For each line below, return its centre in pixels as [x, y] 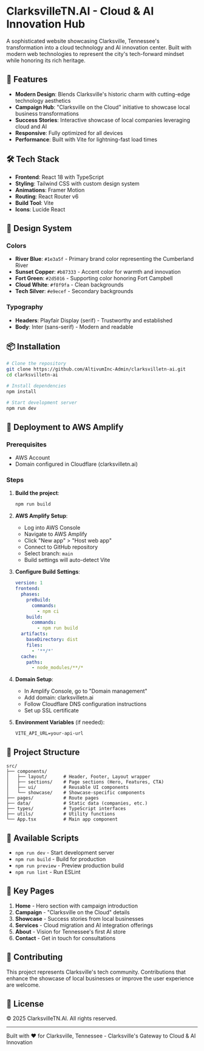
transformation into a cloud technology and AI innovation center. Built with [99, 47]
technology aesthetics [43, 100]
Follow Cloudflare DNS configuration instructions [85, 704]
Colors [16, 246]
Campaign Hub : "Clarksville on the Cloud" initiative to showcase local [102, 107]
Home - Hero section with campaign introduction [76, 906]
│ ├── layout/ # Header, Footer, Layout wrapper [78, 777]
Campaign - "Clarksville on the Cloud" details [72, 912]
